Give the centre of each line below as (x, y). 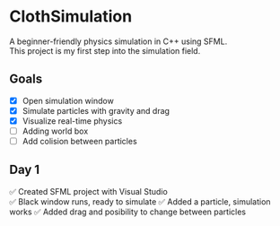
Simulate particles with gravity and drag (96, 110)
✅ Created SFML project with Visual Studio (88, 191)
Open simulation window (68, 100)
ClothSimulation (71, 17)
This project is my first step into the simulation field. (105, 50)
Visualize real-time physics (72, 121)
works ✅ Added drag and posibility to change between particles (128, 212)
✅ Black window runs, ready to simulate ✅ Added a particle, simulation (140, 201)
